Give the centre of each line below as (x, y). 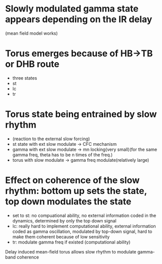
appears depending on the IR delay (79, 19)
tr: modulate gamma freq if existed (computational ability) (71, 242)
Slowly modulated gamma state (72, 9)
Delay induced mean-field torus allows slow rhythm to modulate (71, 251)
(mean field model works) (32, 33)
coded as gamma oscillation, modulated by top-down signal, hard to (82, 231)
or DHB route (32, 64)
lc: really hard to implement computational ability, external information (84, 226)
